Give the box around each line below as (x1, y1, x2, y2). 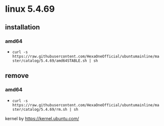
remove (5, 72, 29, 80)
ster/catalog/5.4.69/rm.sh (12, 107, 68, 112)
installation (5, 23, 40, 31)
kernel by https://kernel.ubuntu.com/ (5, 115, 79, 121)
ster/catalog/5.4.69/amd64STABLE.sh (12, 58, 87, 63)
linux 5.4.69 (5, 3, 55, 15)
